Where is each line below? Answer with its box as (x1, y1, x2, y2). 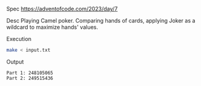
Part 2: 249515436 (6, 75, 53, 81)
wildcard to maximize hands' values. (6, 24, 98, 30)
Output (6, 58, 24, 65)
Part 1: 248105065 (6, 70, 53, 76)
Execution (6, 35, 32, 42)
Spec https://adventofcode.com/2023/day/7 (6, 5, 118, 12)
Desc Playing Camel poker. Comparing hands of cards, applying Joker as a (6, 17, 195, 24)
